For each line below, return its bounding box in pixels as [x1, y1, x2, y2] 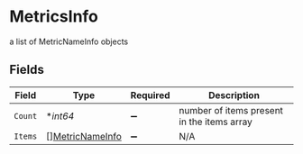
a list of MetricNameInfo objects [9, 36, 129, 47]
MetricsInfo [9, 6, 99, 27]
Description [208, 88, 260, 101]
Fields [9, 62, 45, 77]
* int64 [45, 110, 75, 122]
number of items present [179, 104, 284, 116]
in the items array [179, 115, 252, 128]
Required [130, 88, 170, 101]
